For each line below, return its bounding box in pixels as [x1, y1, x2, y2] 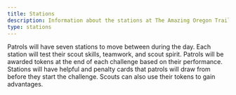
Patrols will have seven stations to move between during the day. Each [7, 43, 211, 51]
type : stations [7, 23, 52, 30]
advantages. [7, 80, 44, 89]
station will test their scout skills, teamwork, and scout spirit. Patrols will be [7, 50, 224, 58]
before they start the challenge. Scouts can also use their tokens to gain [7, 72, 216, 81]
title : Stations [7, 10, 55, 18]
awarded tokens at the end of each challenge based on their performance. [7, 58, 223, 66]
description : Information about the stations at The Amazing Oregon [7, 17, 212, 24]
